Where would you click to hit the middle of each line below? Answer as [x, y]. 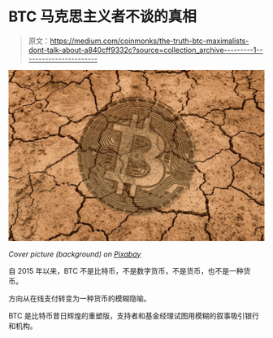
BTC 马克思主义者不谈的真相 [103, 17]
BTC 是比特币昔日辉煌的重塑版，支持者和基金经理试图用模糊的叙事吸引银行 [134, 315]
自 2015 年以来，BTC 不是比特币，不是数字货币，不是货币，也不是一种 [126, 270]
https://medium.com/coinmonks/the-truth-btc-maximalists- [149, 41]
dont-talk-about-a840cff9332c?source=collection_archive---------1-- [145, 50]
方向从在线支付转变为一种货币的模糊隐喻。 [80, 298]
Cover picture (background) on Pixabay [75, 254]
